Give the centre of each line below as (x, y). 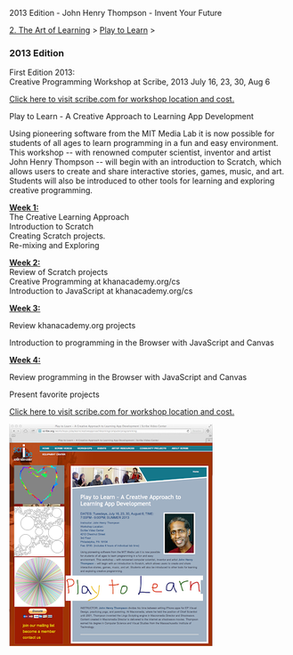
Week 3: (25, 308)
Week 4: (25, 360)
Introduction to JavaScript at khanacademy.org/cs (101, 291)
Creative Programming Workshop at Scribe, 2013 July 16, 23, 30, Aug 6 (140, 82)
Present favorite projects (54, 394)
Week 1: (24, 207)
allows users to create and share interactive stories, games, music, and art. (147, 172)
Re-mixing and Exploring (54, 246)
